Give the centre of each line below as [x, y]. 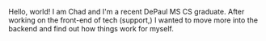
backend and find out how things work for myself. [91, 29]
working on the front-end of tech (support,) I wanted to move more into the [133, 20]
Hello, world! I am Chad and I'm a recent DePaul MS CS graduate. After [127, 12]
